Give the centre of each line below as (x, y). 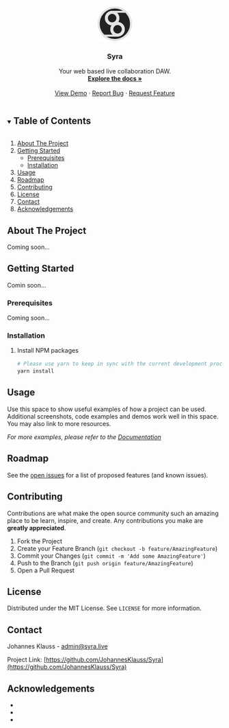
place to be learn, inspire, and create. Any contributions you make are (105, 520)
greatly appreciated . (37, 528)
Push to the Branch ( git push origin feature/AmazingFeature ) (105, 563)
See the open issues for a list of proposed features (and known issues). (108, 475)
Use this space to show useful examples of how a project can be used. (107, 409)
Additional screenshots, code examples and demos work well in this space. (113, 416)
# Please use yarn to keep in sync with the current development (112, 364)
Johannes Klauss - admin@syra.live (57, 646)
